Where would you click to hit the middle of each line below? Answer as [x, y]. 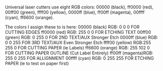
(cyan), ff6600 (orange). [29, 17]
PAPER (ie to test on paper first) [37, 63]
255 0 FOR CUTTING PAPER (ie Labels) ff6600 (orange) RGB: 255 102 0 [78, 48]
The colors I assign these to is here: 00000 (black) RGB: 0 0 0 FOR [72, 27]
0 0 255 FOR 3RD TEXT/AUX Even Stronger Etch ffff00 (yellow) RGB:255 [78, 43]
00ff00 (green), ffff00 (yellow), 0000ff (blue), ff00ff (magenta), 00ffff [75, 12]
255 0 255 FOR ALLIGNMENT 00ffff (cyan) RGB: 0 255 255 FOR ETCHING [80, 58]
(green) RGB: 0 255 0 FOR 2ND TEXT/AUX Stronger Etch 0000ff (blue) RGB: [81, 37]
